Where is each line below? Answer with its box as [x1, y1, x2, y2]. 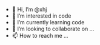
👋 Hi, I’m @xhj [12, 6, 47, 13]
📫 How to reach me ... [12, 32, 68, 39]
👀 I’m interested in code [12, 12, 72, 19]
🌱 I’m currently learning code [12, 19, 85, 26]
